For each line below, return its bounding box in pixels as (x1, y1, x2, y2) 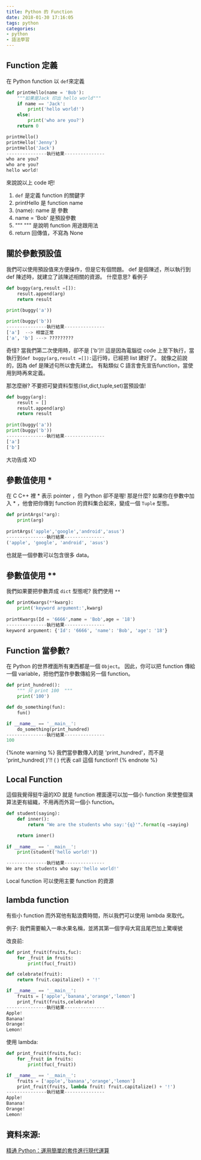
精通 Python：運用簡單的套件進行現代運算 (6, 1147, 110, 1154)
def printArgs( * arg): (6, 512, 61, 518)
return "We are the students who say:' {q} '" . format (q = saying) (28, 821, 189, 828)
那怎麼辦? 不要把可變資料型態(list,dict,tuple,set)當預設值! (6, 382, 146, 389)
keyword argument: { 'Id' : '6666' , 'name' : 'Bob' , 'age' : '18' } (6, 627, 168, 634)
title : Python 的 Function (6, 8, 73, 15)
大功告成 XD (6, 456, 37, 463)
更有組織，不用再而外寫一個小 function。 (16, 798, 118, 806)
